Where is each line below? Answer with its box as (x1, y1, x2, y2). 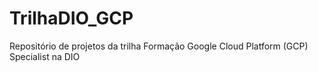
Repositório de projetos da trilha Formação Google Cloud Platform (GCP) (9, 40, 309, 52)
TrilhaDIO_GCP (9, 7, 134, 30)
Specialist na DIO (9, 50, 81, 62)
